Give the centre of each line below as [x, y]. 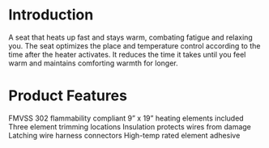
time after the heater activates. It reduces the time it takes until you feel [127, 54]
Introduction [51, 15]
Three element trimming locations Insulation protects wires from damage [130, 126]
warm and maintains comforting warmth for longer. [93, 63]
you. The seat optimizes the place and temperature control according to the [134, 45]
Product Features [68, 96]
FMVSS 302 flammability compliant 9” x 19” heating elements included [126, 118]
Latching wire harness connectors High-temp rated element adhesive [124, 135]
